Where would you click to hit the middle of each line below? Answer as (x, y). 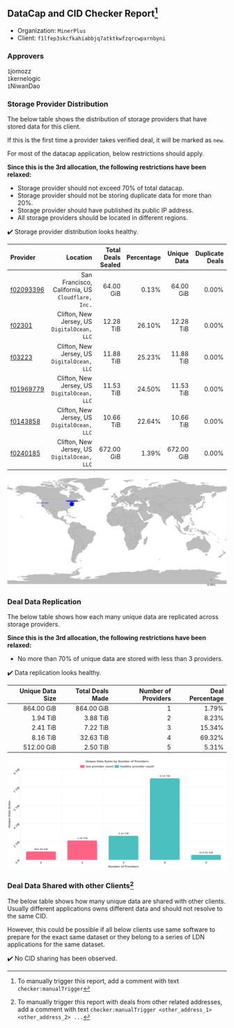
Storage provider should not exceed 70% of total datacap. (101, 188)
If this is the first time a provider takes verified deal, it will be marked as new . (116, 140)
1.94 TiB (44, 718)
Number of (155, 691)
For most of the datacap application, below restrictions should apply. (106, 154)
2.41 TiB (44, 728)
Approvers (25, 56)
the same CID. (28, 916)
